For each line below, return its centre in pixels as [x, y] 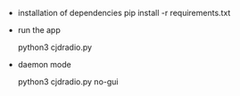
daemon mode [44, 64]
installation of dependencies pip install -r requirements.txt [124, 13]
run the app [39, 30]
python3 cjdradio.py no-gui [68, 82]
